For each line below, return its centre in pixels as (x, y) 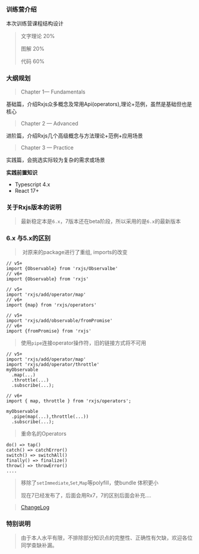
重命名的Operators (43, 434)
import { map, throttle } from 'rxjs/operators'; (69, 401)
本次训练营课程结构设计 (35, 24)
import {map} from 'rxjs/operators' (51, 305)
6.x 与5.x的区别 (29, 238)
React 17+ (27, 190)
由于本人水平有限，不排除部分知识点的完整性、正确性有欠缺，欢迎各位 (107, 538)
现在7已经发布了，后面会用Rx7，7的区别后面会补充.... (86, 496)
